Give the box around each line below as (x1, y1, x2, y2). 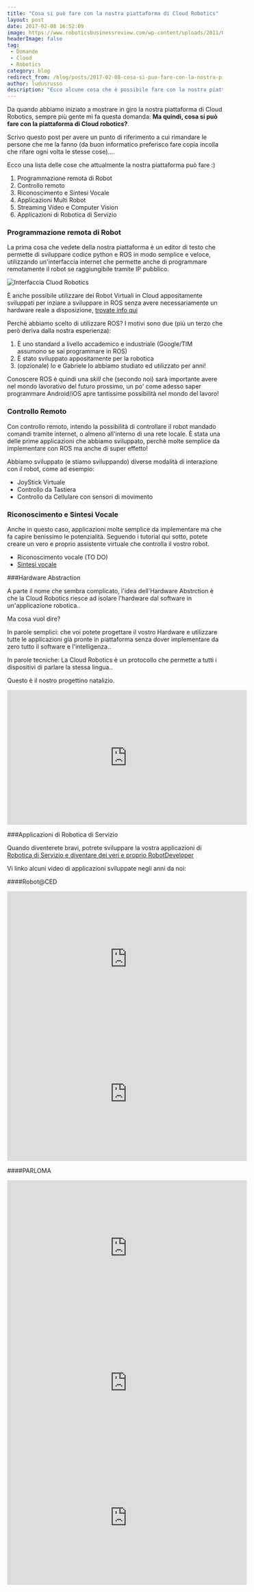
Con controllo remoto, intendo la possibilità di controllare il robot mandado (7, 422, 217, 430)
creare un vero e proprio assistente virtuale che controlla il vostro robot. (7, 540, 210, 548)
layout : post (7, 16, 45, 23)
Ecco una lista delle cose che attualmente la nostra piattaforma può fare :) (7, 161, 216, 169)
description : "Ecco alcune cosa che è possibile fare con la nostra (7, 86, 207, 93)
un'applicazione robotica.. (7, 601, 81, 610)
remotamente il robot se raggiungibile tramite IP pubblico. (7, 265, 170, 273)
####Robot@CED (7, 878, 58, 886)
